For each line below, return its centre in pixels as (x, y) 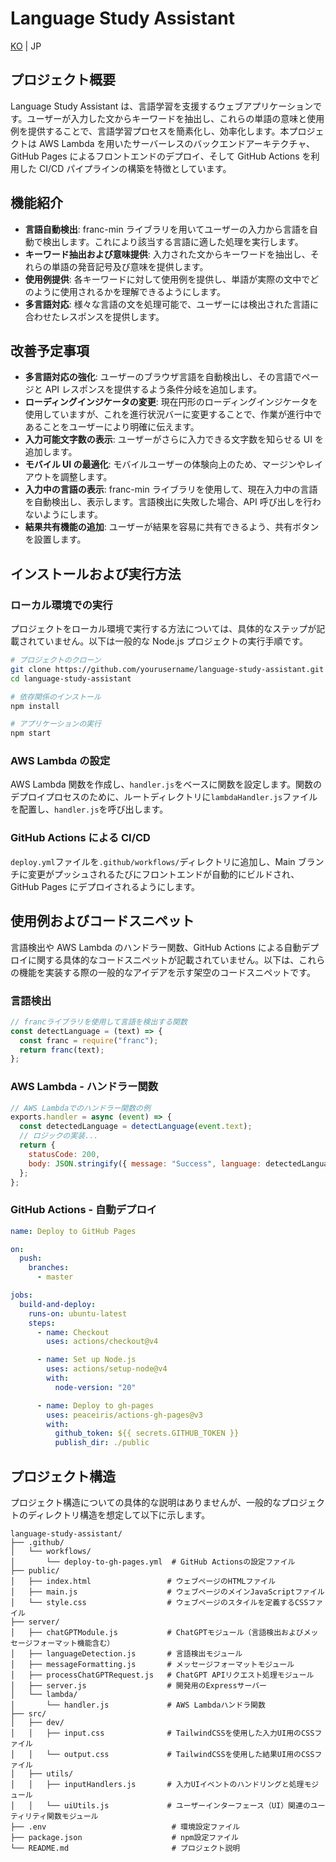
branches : (49, 1268)
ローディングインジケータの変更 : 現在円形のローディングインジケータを (171, 402)
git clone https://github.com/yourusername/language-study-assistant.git (167, 669)
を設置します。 (55, 539)
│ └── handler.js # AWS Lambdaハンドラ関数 (138, 1705)
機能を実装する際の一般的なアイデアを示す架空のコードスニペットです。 (167, 972)
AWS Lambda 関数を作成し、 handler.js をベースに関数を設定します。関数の (166, 784)
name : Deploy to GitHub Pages (73, 1231)
